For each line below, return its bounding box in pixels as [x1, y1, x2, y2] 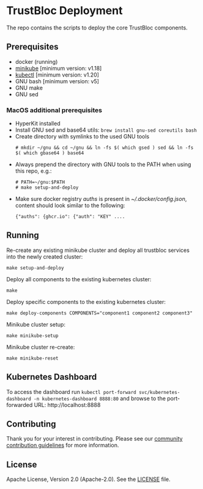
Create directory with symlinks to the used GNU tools [15, 133, 150, 140]
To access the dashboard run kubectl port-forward [6, 388, 136, 395]
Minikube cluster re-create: [6, 343, 75, 351]
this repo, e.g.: [15, 167, 52, 175]
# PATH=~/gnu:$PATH [15, 179, 65, 186]
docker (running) [15, 58, 58, 65]
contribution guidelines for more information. [6, 442, 119, 449]
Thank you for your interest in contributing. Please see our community [6, 435, 183, 442]
